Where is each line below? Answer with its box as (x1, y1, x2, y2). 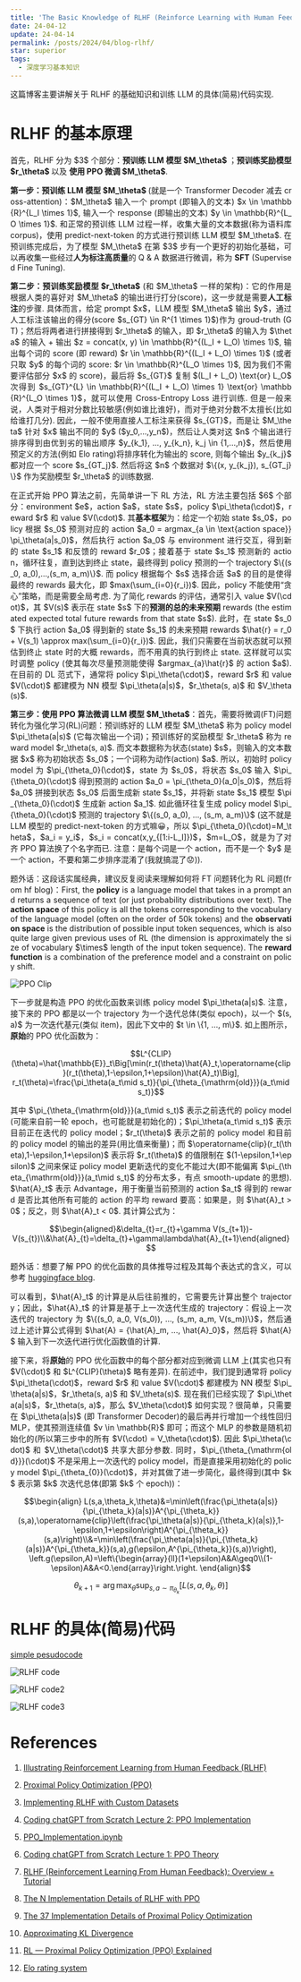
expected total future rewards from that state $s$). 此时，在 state (29, 612, 272, 623)
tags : (10, 55, 30, 64)
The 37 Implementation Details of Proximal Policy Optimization (22, 1910, 253, 1921)
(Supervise (251, 252, 293, 262)
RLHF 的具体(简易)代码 (10, 1619, 176, 1639)
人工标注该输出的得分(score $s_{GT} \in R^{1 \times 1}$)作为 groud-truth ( (10, 314, 287, 325)
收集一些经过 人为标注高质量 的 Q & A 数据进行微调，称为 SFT (26, 252, 250, 262)
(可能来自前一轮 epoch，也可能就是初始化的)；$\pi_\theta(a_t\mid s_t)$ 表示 (10, 1115, 292, 1126)
